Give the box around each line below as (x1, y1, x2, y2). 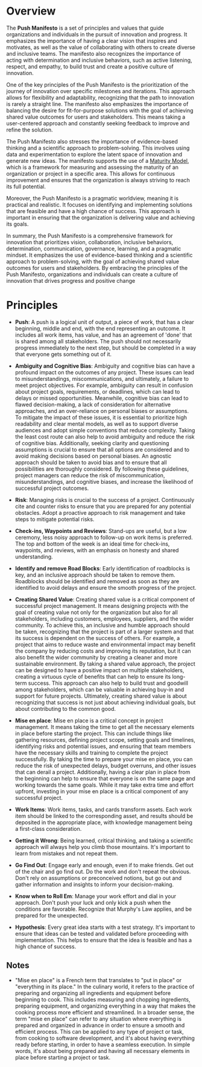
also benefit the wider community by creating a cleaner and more (14, 653, 178, 661)
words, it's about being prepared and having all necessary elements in (14, 1047, 190, 1054)
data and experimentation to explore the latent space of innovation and (6, 150, 183, 158)
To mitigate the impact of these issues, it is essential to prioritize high (14, 414, 188, 421)
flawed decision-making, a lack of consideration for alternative (14, 401, 171, 408)
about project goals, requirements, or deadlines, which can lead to (14, 388, 180, 395)
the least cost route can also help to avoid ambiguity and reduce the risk (14, 433, 195, 440)
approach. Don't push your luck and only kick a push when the (14, 899, 171, 906)
